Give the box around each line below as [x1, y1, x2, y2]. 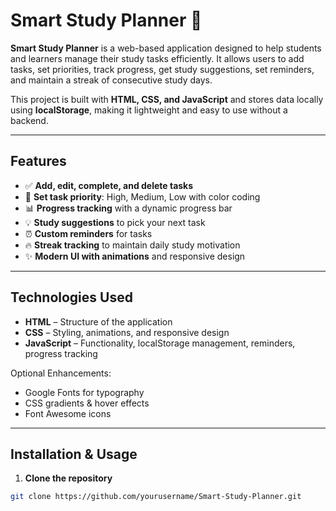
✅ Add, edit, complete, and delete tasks [24, 179, 194, 191]
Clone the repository [24, 472, 113, 484]
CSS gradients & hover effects [24, 397, 150, 409]
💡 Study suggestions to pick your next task [24, 216, 206, 228]
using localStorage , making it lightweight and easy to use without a [10, 104, 288, 116]
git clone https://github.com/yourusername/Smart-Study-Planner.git [10, 492, 302, 502]
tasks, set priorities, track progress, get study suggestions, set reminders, [10, 63, 315, 75]
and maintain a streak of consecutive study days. [10, 74, 213, 86]
